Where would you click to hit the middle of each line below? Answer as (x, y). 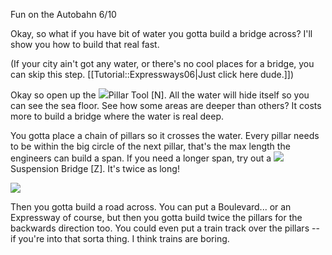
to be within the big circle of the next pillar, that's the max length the (150, 146)
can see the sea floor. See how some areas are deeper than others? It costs (166, 105)
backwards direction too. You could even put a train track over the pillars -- (165, 228)
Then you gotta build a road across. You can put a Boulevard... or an (151, 207)
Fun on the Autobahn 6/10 (63, 14)
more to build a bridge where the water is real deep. (117, 116)
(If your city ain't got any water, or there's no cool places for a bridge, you (162, 63)
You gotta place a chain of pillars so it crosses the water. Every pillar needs (165, 135)
